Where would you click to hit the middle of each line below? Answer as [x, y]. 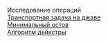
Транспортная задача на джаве [54, 17]
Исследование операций [44, 10]
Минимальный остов [38, 25]
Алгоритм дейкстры [37, 32]
